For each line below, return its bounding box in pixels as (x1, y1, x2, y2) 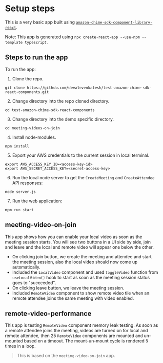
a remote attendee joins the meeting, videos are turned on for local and (5, 328, 148, 334)
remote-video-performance (5, 309, 92, 317)
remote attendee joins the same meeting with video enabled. (12, 295, 134, 301)
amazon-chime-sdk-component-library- (76, 20, 153, 25)
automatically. (12, 264, 41, 270)
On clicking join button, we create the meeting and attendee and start (12, 253, 152, 260)
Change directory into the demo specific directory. (12, 116, 114, 122)
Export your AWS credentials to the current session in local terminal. (12, 152, 150, 158)
